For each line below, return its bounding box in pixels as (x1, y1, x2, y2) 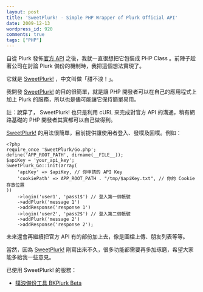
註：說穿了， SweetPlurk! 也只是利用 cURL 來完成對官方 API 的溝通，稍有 (6, 109, 190, 116)
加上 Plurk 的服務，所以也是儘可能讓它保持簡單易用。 (6, 96, 140, 103)
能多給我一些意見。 (6, 254, 55, 260)
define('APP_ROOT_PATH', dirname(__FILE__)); (6, 152, 123, 158)
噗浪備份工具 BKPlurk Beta (15, 279, 82, 287)
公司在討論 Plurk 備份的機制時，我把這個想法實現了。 (11, 62, 145, 69)
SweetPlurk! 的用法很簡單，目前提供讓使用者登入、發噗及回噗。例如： (6, 129, 182, 136)
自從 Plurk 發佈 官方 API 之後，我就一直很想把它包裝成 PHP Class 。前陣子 (6, 55, 191, 61)
